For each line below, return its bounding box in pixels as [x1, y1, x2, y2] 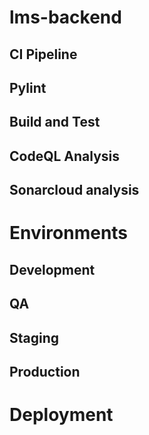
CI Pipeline [9, 46, 78, 63]
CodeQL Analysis [9, 147, 121, 165]
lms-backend [9, 6, 122, 29]
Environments [9, 222, 129, 245]
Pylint [9, 79, 47, 96]
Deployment [9, 404, 114, 426]
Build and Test [9, 114, 101, 131]
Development [9, 261, 96, 278]
